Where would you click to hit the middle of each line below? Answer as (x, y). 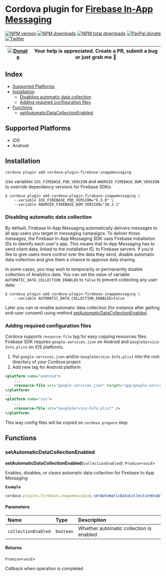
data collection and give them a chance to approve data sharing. (71, 259)
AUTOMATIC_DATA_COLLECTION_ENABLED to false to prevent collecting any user (81, 280)
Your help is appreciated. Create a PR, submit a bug (96, 51)
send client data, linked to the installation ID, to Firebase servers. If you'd (79, 249)
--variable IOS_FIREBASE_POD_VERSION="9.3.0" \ (64, 200)
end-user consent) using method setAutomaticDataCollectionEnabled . (77, 313)
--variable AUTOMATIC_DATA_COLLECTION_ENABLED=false (69, 298)
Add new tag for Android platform (46, 367)
